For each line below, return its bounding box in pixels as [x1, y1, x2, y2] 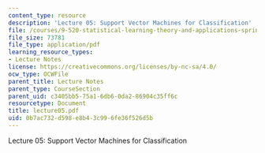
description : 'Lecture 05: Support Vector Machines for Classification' [8, 19, 252, 27]
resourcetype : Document [8, 99, 87, 107]
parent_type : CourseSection [8, 84, 101, 93]
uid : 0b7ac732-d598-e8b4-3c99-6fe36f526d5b [8, 114, 154, 122]
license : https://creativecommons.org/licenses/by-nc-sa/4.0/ [8, 63, 217, 71]
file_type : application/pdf [8, 41, 101, 49]
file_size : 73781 [8, 33, 65, 42]
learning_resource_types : [8, 48, 93, 56]
